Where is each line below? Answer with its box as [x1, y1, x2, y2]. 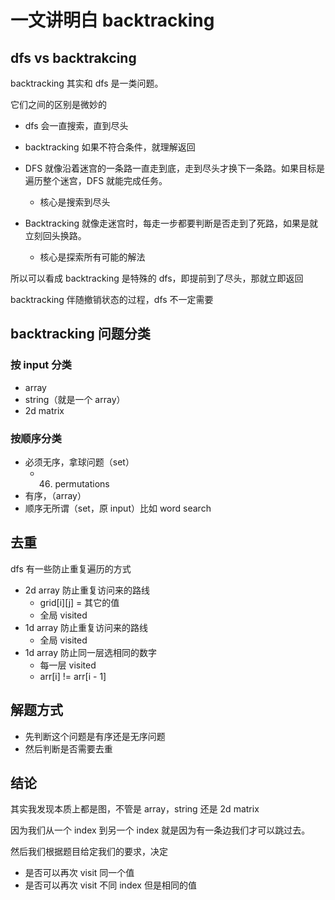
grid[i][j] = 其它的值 [39, 596, 120, 608]
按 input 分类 [10, 358, 72, 372]
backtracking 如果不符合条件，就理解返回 [24, 141, 196, 153]
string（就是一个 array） [24, 393, 126, 405]
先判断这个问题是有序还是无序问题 [24, 730, 166, 742]
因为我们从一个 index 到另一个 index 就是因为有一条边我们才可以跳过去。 [10, 824, 311, 836]
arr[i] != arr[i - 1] [39, 670, 107, 682]
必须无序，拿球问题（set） [24, 456, 135, 468]
